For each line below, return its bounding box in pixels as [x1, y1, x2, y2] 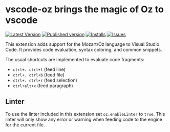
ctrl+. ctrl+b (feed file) [12, 71, 65, 77]
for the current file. [5, 121, 45, 128]
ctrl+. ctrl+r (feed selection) [12, 77, 78, 83]
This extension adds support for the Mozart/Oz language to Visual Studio [5, 41, 160, 47]
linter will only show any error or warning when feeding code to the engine [5, 116, 163, 122]
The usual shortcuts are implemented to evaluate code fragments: [5, 56, 145, 62]
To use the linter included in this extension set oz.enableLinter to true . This [5, 111, 165, 117]
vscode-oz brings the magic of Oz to [5, 4, 164, 15]
